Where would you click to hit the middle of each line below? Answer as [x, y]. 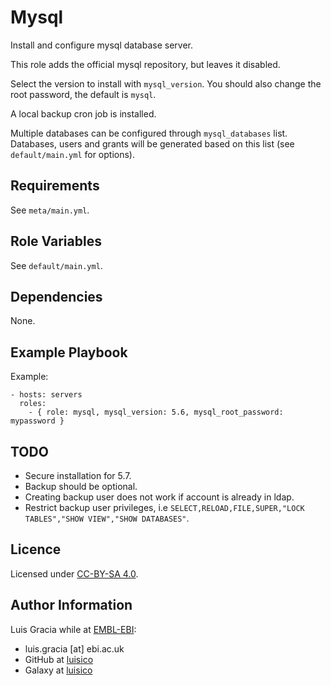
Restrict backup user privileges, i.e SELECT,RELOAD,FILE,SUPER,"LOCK [164, 507]
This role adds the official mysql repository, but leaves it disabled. [145, 64]
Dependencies [56, 296]
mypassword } [37, 421]
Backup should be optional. [81, 486]
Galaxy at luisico [58, 670]
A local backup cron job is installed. [83, 113]
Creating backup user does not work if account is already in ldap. [159, 497]
